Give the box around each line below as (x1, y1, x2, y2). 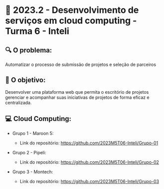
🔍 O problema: (5, 46, 52, 54)
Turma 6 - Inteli (5, 26, 70, 37)
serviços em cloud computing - (5, 15, 137, 26)
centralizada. (5, 99, 32, 106)
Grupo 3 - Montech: (12, 169, 53, 175)
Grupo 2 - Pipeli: (12, 149, 46, 155)
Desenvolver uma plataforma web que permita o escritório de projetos (5, 89, 149, 95)
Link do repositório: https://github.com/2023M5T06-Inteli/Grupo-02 (19, 159, 159, 165)
